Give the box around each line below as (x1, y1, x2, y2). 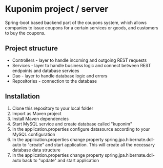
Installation (5, 92, 40, 101)
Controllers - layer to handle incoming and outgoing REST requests (12, 57, 147, 63)
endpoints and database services (12, 68, 80, 73)
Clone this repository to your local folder (12, 105, 94, 111)
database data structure (12, 147, 61, 153)
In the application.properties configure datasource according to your (12, 126, 150, 132)
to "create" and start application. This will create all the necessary (22, 142, 155, 147)
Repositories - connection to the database (12, 78, 97, 84)
